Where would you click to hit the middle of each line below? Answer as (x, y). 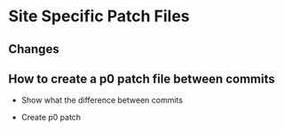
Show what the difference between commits (102, 100)
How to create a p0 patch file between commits (142, 78)
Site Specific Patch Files (99, 16)
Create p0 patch (51, 118)
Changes (34, 49)
